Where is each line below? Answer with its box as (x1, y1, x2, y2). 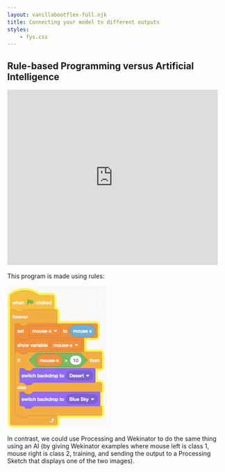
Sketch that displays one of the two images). (7, 457, 135, 465)
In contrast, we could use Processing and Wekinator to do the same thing (7, 434, 217, 443)
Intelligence (7, 70, 60, 83)
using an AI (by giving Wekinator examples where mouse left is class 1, (7, 442, 210, 450)
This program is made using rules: (7, 272, 105, 280)
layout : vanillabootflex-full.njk (7, 11, 108, 18)
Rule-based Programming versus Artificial (7, 60, 194, 72)
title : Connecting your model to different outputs (7, 18, 160, 26)
